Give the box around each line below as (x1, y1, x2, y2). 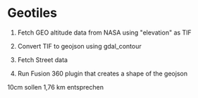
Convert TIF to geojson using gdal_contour (17, 42, 142, 50)
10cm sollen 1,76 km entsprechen (7, 82, 104, 91)
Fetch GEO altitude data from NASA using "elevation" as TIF (17, 28, 192, 37)
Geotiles (7, 5, 58, 21)
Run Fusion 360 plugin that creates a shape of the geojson (17, 69, 188, 78)
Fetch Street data (17, 55, 68, 64)
